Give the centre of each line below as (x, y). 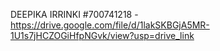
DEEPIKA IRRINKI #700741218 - (74, 14)
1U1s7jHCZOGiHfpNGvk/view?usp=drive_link (102, 35)
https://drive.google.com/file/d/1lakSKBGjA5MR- (110, 25)
